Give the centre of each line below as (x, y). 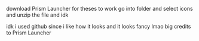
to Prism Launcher (29, 33)
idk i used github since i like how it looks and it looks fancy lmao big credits (99, 26)
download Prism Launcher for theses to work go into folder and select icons (99, 9)
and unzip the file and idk (37, 15)
